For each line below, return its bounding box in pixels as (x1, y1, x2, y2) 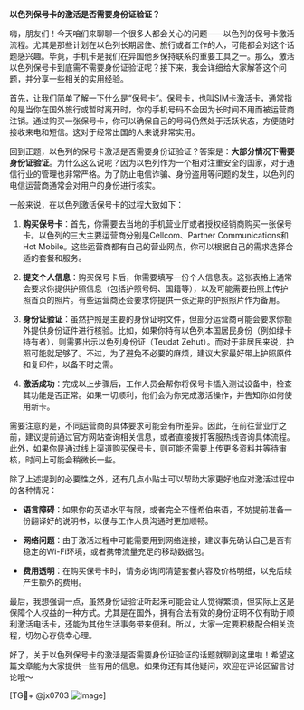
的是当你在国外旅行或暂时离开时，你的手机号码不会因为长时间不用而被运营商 (9, 104, 295, 114)
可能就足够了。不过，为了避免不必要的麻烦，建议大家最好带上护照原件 (30, 348, 292, 358)
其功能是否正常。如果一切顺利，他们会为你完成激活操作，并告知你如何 (22, 390, 285, 400)
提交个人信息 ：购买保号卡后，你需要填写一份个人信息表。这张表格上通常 (22, 272, 292, 282)
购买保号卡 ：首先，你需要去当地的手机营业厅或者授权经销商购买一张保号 (22, 219, 292, 229)
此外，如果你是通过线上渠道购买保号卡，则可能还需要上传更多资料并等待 (9, 443, 279, 453)
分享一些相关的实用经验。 (33, 73, 128, 84)
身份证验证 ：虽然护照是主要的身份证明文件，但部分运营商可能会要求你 (22, 314, 285, 325)
